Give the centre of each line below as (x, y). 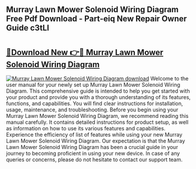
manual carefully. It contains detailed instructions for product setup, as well (97, 122)
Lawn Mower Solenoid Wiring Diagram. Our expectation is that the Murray (96, 141)
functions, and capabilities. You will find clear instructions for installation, (95, 103)
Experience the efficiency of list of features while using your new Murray (94, 135)
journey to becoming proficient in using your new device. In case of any (93, 153)
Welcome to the (170, 78)
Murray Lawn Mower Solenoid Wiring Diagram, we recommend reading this (97, 116)
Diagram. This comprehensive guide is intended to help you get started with (98, 91)
